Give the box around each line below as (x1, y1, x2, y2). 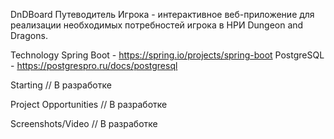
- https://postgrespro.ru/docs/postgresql (10, 60, 178, 71)
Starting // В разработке (10, 79, 112, 91)
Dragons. (10, 30, 48, 41)
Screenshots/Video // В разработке (10, 118, 158, 129)
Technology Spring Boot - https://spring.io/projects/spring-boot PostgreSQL (10, 49, 325, 61)
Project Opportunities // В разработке (10, 99, 168, 110)
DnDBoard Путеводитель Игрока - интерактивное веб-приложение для (10, 9, 315, 20)
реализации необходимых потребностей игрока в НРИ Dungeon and (10, 19, 304, 31)
